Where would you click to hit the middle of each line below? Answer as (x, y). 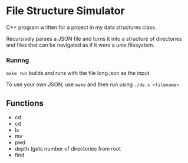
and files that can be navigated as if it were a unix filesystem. (80, 45)
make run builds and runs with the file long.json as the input (78, 73)
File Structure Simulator (65, 11)
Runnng (18, 60)
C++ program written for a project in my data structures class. (81, 27)
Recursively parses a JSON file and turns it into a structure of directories (94, 38)
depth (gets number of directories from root (68, 149)
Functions (25, 103)
